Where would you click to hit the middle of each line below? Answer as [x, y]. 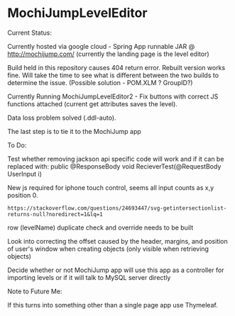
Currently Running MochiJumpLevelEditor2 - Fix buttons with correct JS [113, 96]
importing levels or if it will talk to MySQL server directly [89, 277]
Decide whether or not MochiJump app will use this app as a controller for [116, 270]
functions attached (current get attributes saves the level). [92, 103]
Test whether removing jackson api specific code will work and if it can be [116, 159]
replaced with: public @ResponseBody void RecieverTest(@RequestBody [114, 166]
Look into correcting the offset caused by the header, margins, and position [118, 241]
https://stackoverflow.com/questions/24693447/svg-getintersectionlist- [117, 208]
